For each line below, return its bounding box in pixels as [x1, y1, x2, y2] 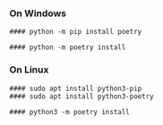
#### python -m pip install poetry [9, 28, 142, 37]
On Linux [9, 63, 49, 76]
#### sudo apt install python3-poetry [9, 92, 154, 101]
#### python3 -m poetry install [9, 107, 130, 116]
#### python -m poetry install [9, 43, 126, 52]
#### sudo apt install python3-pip [9, 84, 142, 93]
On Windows [9, 7, 67, 20]
